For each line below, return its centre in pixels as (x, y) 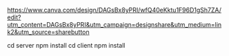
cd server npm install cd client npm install (66, 45)
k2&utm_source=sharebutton (48, 32)
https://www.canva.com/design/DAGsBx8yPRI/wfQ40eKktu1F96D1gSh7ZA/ (114, 10)
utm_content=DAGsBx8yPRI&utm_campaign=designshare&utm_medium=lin (114, 25)
